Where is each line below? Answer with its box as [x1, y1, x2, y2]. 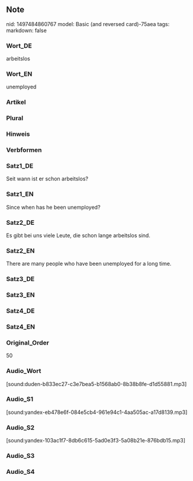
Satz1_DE [6, 162, 34, 170]
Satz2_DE [6, 218, 34, 227]
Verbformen [6, 146, 43, 154]
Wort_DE [6, 42, 33, 50]
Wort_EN [6, 70, 33, 78]
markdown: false [6, 27, 47, 34]
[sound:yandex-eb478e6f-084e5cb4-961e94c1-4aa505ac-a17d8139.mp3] [6, 409, 188, 416]
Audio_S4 [6, 468, 35, 476]
